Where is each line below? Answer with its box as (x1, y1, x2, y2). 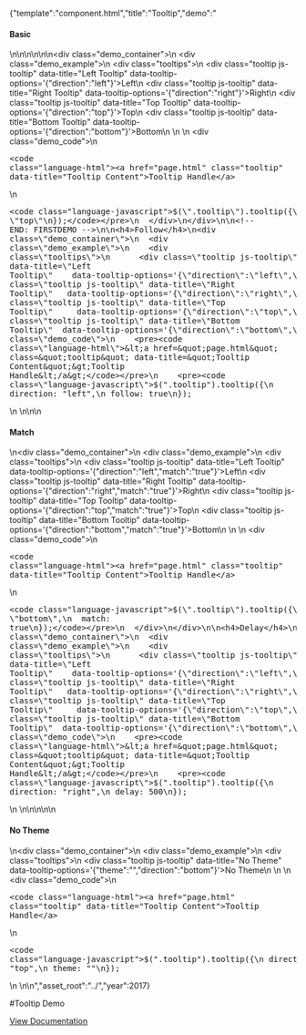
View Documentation (9, 1015, 88, 1026)
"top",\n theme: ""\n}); (9, 963, 120, 973)
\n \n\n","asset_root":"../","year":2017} (9, 979, 150, 991)
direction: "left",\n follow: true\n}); (9, 389, 193, 399)
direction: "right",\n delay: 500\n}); (9, 787, 188, 797)
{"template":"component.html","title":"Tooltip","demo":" (9, 8, 217, 18)
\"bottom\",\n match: (9, 614, 111, 624)
